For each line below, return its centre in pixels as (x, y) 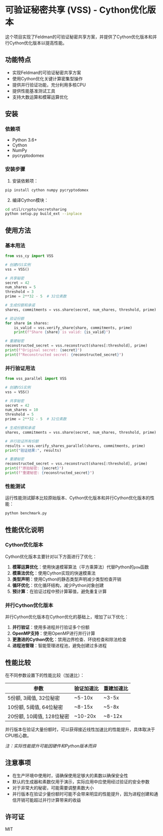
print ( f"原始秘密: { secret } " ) (34, 468)
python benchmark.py (26, 513)
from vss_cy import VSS (29, 256)
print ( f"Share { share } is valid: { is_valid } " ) (62, 332)
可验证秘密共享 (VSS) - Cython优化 (76, 10)
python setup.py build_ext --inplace (44, 214)
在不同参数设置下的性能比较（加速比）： (45, 675)
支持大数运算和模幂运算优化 (40, 97)
